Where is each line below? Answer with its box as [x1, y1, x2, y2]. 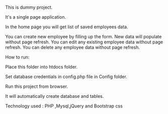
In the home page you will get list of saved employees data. [5, 24, 128, 30]
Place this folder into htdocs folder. [5, 64, 78, 70]
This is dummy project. [5, 5, 53, 10]
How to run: [5, 54, 30, 60]
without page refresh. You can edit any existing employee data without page [5, 39, 163, 45]
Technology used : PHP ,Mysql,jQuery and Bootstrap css [5, 103, 123, 109]
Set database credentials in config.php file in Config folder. [5, 74, 127, 80]
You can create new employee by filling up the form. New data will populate [5, 34, 162, 39]
